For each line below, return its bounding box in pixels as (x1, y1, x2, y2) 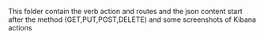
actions (8, 23, 32, 32)
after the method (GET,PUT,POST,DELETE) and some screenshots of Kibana (8, 15, 257, 24)
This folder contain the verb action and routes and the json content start (8, 7, 243, 16)
